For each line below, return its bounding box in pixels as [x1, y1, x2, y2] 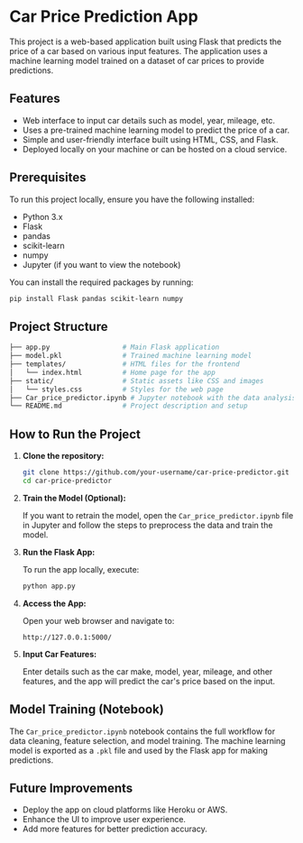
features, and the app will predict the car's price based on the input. [22, 675, 276, 686]
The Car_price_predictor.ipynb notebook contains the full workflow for [9, 726, 276, 737]
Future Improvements [9, 780, 133, 795]
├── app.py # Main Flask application [9, 343, 220, 353]
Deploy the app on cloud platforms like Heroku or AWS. [22, 804, 228, 815]
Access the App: [22, 598, 87, 609]
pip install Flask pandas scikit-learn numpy [9, 294, 183, 303]
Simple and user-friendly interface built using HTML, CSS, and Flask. [22, 133, 279, 145]
